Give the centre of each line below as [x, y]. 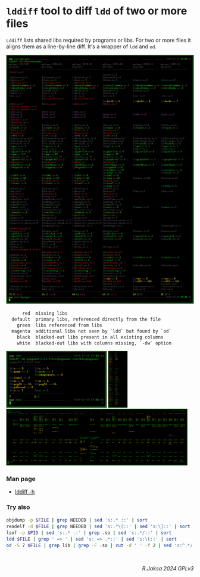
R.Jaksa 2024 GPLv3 [168, 568]
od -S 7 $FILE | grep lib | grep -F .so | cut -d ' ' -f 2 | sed [89, 545]
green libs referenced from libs [60, 325]
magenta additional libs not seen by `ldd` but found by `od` [91, 331]
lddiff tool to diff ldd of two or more [97, 11]
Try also [18, 507]
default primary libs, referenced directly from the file [86, 319]
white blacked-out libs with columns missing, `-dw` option [94, 343]
